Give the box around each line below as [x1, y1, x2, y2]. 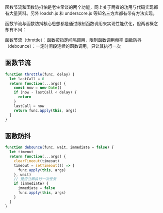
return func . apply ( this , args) [14, 108, 77, 113]
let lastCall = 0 [9, 76, 45, 81]
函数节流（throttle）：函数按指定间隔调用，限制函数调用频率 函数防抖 [5, 37, 142, 43]
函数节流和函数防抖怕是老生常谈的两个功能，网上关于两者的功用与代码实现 [5, 4, 154, 10]
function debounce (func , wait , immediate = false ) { [5, 145, 114, 150]
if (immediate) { [14, 181, 49, 186]
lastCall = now [14, 104, 45, 108]
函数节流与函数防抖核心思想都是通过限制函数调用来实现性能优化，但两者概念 [5, 21, 158, 26]
